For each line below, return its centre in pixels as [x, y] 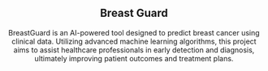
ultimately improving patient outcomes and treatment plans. [134, 58]
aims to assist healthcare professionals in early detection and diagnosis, [134, 50]
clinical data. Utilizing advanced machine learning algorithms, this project [134, 41]
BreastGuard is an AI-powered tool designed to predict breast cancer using [134, 32]
